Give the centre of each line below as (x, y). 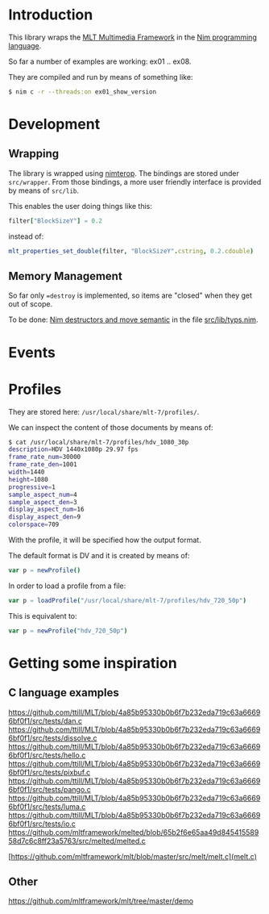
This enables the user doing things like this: (81, 206)
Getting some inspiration (93, 663)
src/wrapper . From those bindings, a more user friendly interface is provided (135, 182)
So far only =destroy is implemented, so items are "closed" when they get (130, 295)
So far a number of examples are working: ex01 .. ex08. (100, 61)
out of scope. (31, 304)
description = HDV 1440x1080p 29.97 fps (73, 449)
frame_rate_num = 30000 (45, 457)
